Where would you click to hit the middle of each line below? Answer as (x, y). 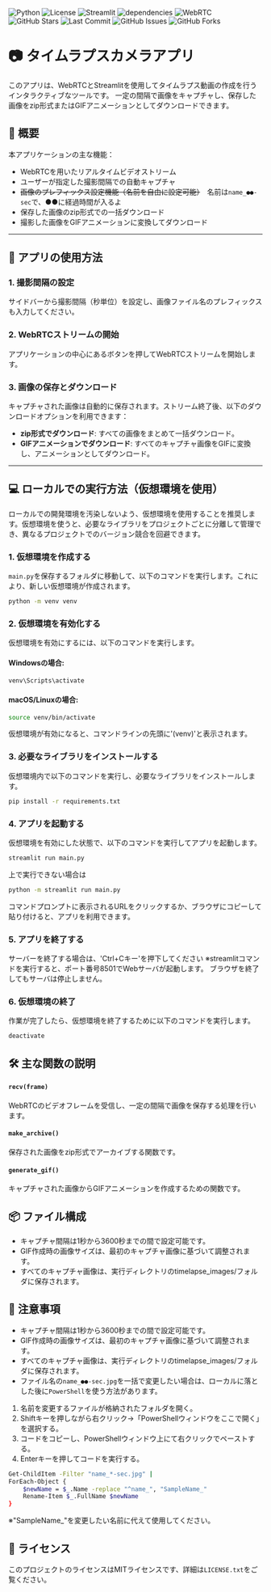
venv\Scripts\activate (46, 680)
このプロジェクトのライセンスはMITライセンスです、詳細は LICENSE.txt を (130, 1569)
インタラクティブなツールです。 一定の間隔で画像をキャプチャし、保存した (132, 95)
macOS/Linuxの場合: (44, 699)
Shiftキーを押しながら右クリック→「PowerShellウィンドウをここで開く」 (140, 1418)
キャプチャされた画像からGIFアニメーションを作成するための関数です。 (127, 1189)
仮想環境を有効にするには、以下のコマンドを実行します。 (104, 643)
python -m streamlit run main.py (65, 889)
